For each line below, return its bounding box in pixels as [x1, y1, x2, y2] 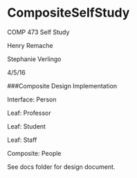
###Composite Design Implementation [7, 81, 118, 90]
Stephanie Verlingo [7, 54, 62, 63]
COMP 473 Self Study [7, 28, 70, 36]
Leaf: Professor [7, 108, 51, 117]
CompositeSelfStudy [7, 5, 130, 21]
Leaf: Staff [7, 136, 37, 144]
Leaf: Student [7, 122, 46, 130]
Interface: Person [7, 95, 57, 104]
